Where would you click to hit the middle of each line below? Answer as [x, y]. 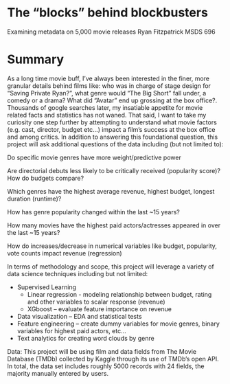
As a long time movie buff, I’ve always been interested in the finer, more [108, 78]
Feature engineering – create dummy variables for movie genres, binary [118, 324]
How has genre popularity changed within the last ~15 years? [93, 212]
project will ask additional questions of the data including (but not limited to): [115, 144]
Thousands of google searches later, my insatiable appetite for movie [105, 107]
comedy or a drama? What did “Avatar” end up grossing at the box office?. [112, 100]
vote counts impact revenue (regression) [65, 253]
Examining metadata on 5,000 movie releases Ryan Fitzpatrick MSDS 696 [111, 32]
